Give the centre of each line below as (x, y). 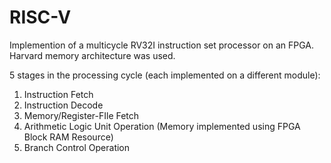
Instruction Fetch (58, 94)
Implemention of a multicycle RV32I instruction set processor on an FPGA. (162, 45)
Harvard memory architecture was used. (92, 55)
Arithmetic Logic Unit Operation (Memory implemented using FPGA (162, 126)
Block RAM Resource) (68, 137)
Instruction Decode (63, 105)
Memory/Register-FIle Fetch (81, 115)
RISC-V (40, 17)
